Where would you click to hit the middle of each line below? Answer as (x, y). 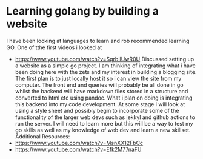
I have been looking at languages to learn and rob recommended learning (98, 41)
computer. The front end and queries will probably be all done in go (99, 85)
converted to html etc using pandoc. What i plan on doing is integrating (104, 98)
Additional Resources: (42, 136)
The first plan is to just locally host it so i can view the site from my (98, 78)
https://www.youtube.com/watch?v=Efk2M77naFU (78, 149)
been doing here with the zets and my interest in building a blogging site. (106, 72)
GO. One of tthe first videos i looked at (54, 47)
